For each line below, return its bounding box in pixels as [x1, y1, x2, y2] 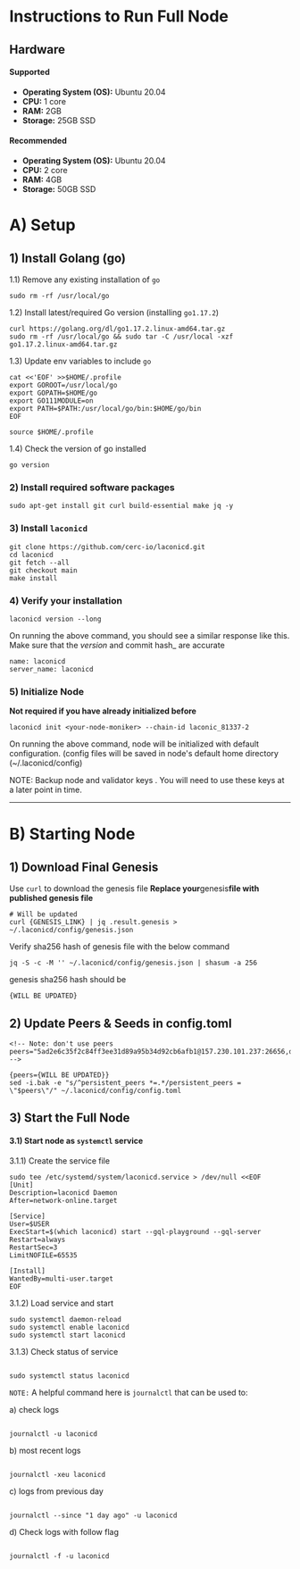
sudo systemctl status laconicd [9, 1371, 129, 1381]
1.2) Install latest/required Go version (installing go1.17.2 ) [9, 306, 220, 318]
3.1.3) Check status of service [9, 1346, 119, 1356]
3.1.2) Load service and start [9, 1298, 114, 1308]
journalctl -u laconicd [9, 1429, 98, 1439]
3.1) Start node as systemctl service [9, 1135, 144, 1146]
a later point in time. [9, 784, 83, 796]
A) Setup [9, 215, 76, 236]
